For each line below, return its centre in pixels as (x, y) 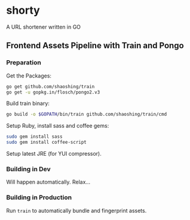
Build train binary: (28, 103)
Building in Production (39, 197)
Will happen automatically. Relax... (48, 182)
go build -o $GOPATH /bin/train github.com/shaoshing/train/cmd (87, 114)
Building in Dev (28, 169)
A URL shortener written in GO (44, 27)
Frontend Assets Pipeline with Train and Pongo (95, 46)
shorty (23, 10)
